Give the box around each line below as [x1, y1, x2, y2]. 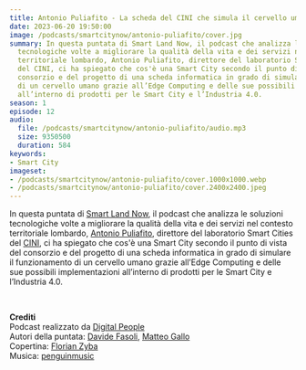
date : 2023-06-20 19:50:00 [9, 22, 112, 31]
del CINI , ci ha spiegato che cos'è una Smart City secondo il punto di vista [9, 238, 288, 248]
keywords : [9, 149, 47, 158]
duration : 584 [17, 141, 71, 150]
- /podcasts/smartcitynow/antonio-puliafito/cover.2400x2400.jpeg [9, 184, 267, 193]
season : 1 [9, 98, 47, 108]
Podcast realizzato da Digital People [9, 322, 146, 333]
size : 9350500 [17, 132, 71, 142]
